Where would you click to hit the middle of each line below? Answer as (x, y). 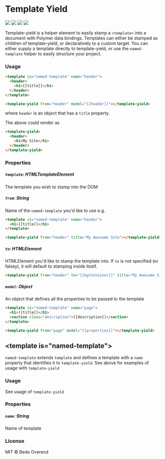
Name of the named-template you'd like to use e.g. (55, 211)
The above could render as (32, 123)
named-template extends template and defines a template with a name (74, 358)
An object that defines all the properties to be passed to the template (75, 299)
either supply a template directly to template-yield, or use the (67, 48)
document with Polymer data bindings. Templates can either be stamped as (82, 38)
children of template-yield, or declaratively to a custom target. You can (77, 43)
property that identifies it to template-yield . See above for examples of (77, 363)
